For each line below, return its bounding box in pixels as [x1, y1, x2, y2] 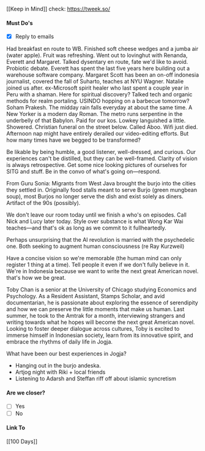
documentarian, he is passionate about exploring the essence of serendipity [6, 299, 198, 306]
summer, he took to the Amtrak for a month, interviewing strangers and [6, 312, 185, 320]
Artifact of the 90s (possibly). [6, 199, 81, 207]
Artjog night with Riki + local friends [15, 368, 106, 376]
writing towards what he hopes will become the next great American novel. [6, 318, 195, 326]
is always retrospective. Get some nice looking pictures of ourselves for [6, 161, 187, 169]
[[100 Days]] [6, 438, 38, 445]
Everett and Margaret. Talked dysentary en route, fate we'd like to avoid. [6, 58, 188, 66]
